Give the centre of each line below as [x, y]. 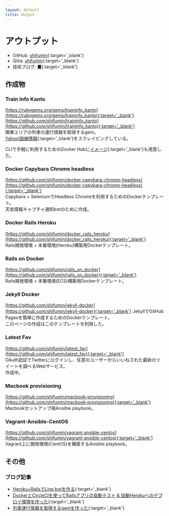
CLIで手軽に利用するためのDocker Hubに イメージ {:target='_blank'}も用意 [81, 149]
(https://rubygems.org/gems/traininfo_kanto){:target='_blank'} [70, 115]
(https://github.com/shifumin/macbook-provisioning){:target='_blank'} [78, 402]
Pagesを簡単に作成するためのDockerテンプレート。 [59, 318]
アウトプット [32, 41]
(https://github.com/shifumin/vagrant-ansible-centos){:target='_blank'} [79, 438]
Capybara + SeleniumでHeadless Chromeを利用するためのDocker [74, 197]
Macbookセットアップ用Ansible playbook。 [50, 408]
